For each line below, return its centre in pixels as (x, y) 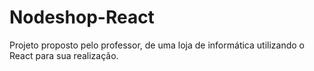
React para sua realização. (64, 55)
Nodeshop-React (82, 17)
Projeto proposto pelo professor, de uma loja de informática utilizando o (157, 45)
